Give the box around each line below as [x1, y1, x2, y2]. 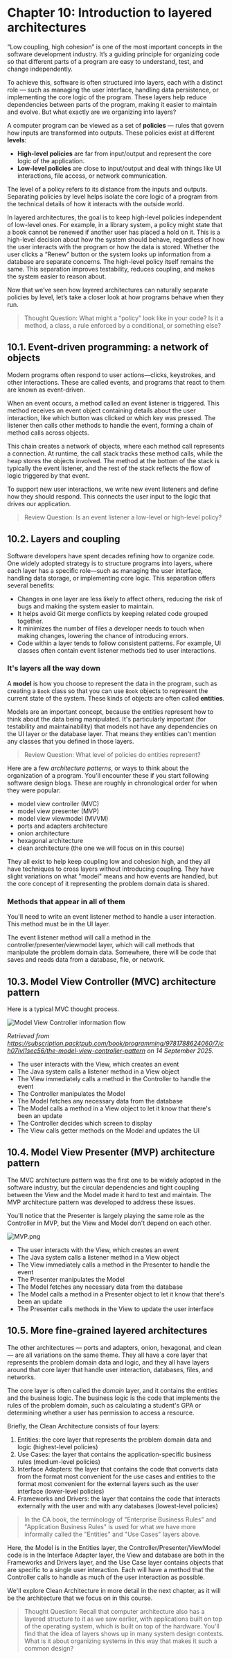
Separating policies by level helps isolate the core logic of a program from [7, 192, 218, 201]
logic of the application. [17, 156, 85, 165]
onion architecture [17, 828, 70, 837]
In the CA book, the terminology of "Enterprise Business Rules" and [24, 1515, 217, 1524]
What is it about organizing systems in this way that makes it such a [24, 1637, 217, 1645]
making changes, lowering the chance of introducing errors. [17, 631, 189, 640]
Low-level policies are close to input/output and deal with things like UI [17, 164, 222, 172]
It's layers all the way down [7, 663, 101, 673]
